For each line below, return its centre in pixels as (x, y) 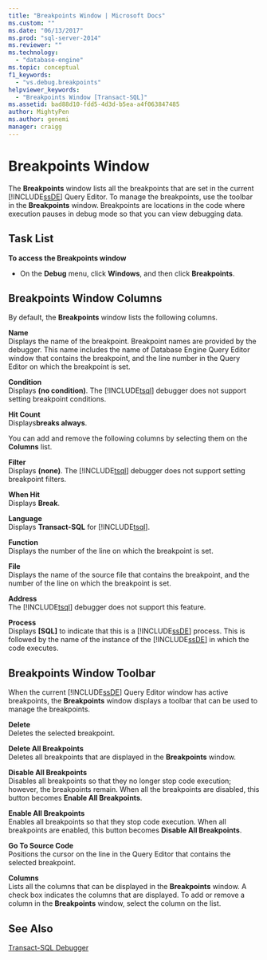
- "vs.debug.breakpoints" (59, 82)
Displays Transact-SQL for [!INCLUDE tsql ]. (79, 527)
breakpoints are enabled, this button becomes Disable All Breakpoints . (125, 830)
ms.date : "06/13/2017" (46, 30)
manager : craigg (35, 127)
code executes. (33, 648)
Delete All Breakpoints (46, 749)
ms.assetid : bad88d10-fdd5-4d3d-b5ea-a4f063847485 (94, 104)
